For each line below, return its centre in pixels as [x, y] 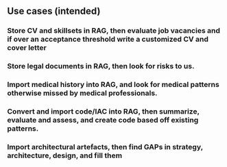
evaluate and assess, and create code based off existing [103, 120]
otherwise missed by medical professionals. [82, 93]
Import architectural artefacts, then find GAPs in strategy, [105, 147]
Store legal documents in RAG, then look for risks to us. [101, 66]
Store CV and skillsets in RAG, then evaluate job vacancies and [114, 31]
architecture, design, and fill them [64, 155]
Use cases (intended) [54, 11]
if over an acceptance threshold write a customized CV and [108, 39]
